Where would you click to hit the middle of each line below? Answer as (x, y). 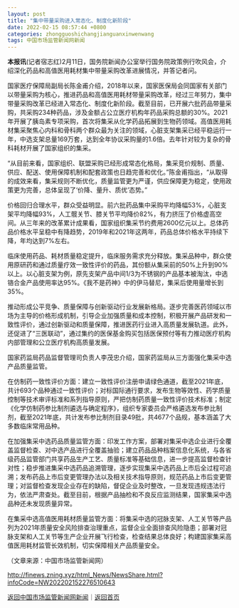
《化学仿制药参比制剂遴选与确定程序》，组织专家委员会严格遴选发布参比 (112, 408)
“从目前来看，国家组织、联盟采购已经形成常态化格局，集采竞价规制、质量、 (118, 163)
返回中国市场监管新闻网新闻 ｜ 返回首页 (63, 597)
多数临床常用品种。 (36, 426)
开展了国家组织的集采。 (60, 148)
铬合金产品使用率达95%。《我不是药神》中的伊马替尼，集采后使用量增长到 (116, 283)
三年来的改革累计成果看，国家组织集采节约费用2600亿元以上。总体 (124, 223)
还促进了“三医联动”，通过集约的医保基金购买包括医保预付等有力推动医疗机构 (119, 334)
